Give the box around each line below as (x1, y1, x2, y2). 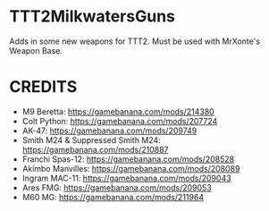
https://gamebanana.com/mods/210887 (21, 144, 169, 155)
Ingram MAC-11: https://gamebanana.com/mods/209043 (21, 173, 231, 183)
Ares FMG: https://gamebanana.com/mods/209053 (21, 181, 212, 193)
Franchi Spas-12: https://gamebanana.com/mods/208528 (21, 154, 235, 165)
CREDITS (9, 77, 78, 97)
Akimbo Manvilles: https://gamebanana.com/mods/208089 (21, 163, 240, 173)
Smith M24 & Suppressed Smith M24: (21, 134, 161, 145)
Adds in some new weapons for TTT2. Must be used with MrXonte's (9, 36, 261, 46)
